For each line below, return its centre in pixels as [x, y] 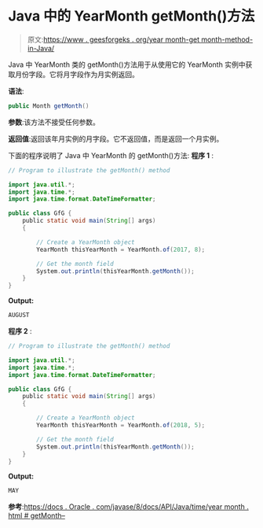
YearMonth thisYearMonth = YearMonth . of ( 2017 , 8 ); [121, 249]
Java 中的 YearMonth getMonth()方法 [131, 16]
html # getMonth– [37, 515]
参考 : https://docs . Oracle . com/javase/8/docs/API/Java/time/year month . [128, 507]
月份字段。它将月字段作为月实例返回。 [77, 74]
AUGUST [19, 316]
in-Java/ [41, 48]
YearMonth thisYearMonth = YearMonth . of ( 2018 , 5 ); [121, 426]
